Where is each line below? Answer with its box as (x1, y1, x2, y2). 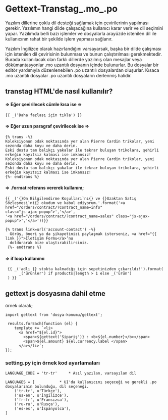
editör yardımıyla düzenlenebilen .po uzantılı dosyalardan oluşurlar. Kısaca (5, 67, 159, 73)
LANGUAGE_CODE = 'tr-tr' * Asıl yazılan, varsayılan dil (5, 371, 137, 376)
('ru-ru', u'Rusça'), (14, 402, 60, 407)
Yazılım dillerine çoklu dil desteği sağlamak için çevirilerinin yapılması (5, 20, 149, 26)
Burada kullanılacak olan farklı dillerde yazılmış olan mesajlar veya (5, 56, 142, 62)
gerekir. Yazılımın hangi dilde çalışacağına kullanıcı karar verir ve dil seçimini (5, 25, 163, 31)
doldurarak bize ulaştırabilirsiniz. (10, 240, 89, 245)
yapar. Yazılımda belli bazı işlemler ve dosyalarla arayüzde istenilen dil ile (5, 30, 157, 36)
